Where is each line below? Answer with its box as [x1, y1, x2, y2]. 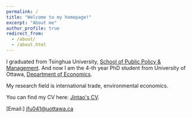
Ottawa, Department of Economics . [6, 71, 93, 78]
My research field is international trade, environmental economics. [6, 82, 169, 89]
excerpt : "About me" [6, 20, 58, 25]
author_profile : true [6, 25, 60, 31]
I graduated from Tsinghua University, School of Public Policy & [6, 58, 162, 65]
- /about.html [11, 42, 46, 48]
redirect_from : [6, 31, 44, 37]
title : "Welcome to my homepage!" [6, 14, 92, 20]
